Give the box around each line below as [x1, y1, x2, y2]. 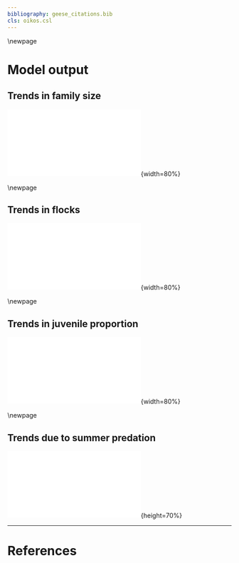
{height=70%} [141, 511, 183, 520]
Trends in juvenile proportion [7, 318, 139, 330]
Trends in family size [7, 90, 102, 102]
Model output [7, 61, 89, 78]
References [7, 543, 77, 559]
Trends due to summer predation [7, 432, 156, 444]
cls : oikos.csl [7, 17, 53, 24]
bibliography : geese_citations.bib [7, 10, 113, 18]
